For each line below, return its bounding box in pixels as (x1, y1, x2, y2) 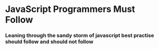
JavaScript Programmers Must (5, 3, 135, 15)
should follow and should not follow (5, 38, 93, 45)
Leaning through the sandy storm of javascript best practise (5, 32, 154, 39)
